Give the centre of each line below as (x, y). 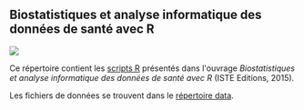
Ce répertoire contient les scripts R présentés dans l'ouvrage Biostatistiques (152, 68)
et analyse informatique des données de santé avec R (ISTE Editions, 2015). (152, 77)
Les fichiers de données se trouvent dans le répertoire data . (122, 95)
